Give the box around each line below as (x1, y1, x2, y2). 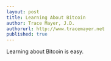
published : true (6, 31, 48, 37)
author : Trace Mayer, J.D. (6, 20, 75, 26)
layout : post (6, 8, 40, 15)
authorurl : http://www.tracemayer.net (6, 25, 105, 32)
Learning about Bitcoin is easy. (6, 48, 84, 55)
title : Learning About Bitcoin (6, 14, 86, 21)
